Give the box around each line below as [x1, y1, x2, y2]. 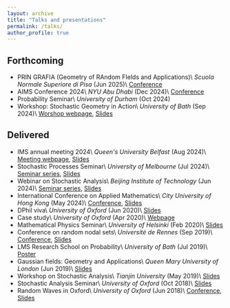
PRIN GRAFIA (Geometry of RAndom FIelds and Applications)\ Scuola [17, 73, 215, 81]
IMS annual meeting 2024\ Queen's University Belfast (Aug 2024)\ [17, 147, 207, 155]
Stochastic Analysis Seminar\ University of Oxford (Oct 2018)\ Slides [17, 279, 212, 287]
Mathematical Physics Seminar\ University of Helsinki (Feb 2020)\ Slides [17, 221, 224, 229]
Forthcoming [7, 54, 64, 66]
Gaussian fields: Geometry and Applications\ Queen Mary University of [17, 257, 219, 265]
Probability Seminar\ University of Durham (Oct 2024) [17, 95, 171, 103]
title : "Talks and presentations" [7, 16, 107, 23]
